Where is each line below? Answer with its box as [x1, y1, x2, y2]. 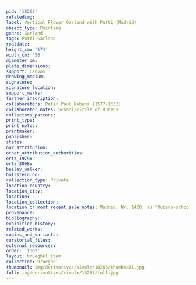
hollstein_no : [6, 172, 41, 178]
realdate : [6, 42, 30, 47]
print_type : [6, 118, 35, 123]
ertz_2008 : [6, 161, 33, 167]
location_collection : [6, 199, 59, 205]
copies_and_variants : [6, 232, 59, 238]
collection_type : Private [6, 177, 69, 183]
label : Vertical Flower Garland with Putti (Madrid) [6, 19, 137, 25]
